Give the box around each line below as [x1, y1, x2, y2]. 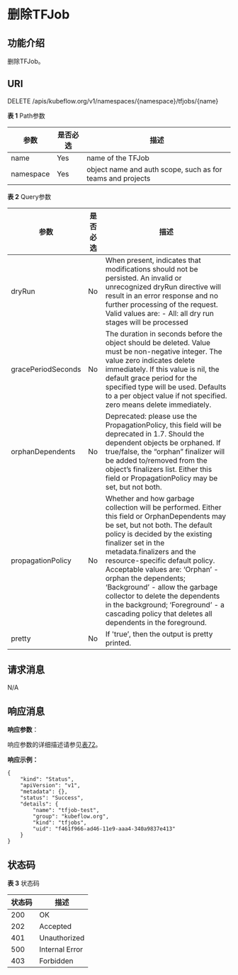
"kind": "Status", [20, 776, 74, 783]
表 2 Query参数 [7, 192, 52, 201]
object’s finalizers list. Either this [105, 464, 212, 474]
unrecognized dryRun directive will [105, 281, 222, 291]
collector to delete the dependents [105, 591, 220, 601]
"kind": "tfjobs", [33, 819, 87, 826]
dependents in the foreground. [105, 617, 207, 627]
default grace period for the [105, 373, 198, 383]
